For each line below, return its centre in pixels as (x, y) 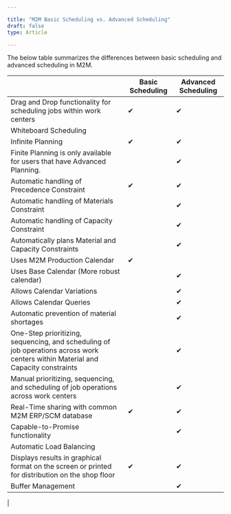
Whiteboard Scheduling (49, 131)
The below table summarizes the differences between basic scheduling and (114, 58)
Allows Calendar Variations (54, 291)
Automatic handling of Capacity (62, 221)
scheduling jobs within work (56, 111)
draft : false (26, 26)
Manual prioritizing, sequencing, (63, 379)
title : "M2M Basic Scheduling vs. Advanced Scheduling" (89, 19)
